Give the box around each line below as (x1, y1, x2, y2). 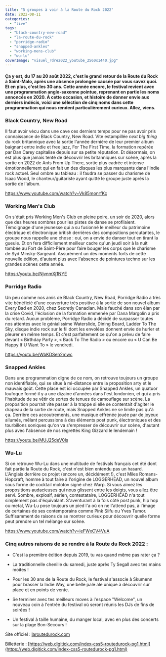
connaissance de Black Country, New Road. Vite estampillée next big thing (5, 134, 157, 140)
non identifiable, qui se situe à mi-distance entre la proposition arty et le (5, 380, 152, 386)
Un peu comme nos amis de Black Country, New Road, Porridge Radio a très (5, 294, 161, 300)
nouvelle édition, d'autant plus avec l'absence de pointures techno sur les (5, 256, 156, 262)
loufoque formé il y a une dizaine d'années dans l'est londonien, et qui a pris (5, 391, 161, 397)
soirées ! (12, 607, 30, 612)
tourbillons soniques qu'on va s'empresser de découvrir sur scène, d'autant (5, 422, 160, 428)
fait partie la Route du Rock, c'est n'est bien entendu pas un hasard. (5, 466, 143, 472)
